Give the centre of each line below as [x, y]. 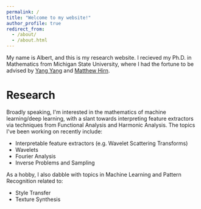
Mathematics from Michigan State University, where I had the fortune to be [100, 64]
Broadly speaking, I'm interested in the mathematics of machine [86, 112]
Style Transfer [33, 193]
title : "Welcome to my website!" [49, 18]
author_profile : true [34, 23]
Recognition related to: [35, 181]
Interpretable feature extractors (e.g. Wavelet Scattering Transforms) [101, 143]
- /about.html [30, 40]
